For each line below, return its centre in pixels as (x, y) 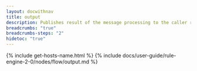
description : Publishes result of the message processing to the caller (97, 22)
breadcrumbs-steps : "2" (35, 33)
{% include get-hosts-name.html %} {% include (64, 55)
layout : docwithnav (30, 11)
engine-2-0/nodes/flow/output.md (48, 62)
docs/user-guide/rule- (149, 55)
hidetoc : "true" (26, 39)
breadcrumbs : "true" (31, 28)
